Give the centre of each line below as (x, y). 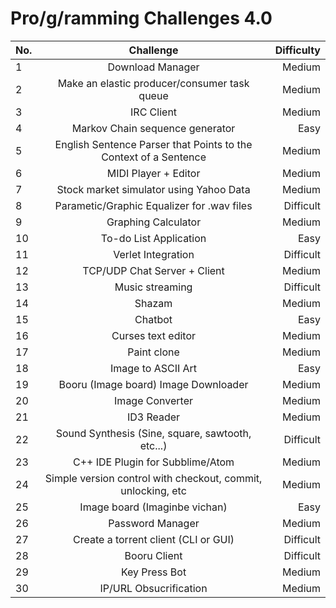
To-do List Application (153, 238)
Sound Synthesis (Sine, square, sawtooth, (153, 433)
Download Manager (153, 67)
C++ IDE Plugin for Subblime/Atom (154, 462)
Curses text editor (154, 335)
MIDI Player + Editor (153, 173)
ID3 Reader (153, 417)
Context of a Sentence (154, 157)
